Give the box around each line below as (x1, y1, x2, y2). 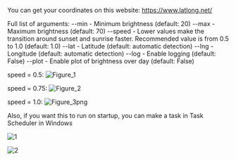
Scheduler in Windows (7, 119, 73, 127)
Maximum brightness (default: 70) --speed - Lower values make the (7, 27, 204, 35)
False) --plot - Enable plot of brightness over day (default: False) (7, 57, 195, 65)
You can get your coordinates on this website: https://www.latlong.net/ (7, 6, 213, 14)
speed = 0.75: (7, 84, 48, 92)
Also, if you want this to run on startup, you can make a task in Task (7, 112, 204, 120)
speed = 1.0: (7, 98, 44, 106)
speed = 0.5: (7, 70, 44, 79)
